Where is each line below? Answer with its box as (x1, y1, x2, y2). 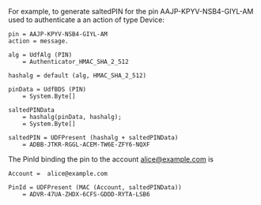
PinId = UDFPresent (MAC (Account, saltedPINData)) (8, 184, 182, 192)
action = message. (8, 37, 69, 45)
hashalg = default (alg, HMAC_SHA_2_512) (8, 72, 147, 80)
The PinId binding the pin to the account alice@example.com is (8, 155, 214, 164)
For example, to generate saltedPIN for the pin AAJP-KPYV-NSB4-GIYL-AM (8, 7, 254, 16)
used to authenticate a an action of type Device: (8, 15, 165, 24)
